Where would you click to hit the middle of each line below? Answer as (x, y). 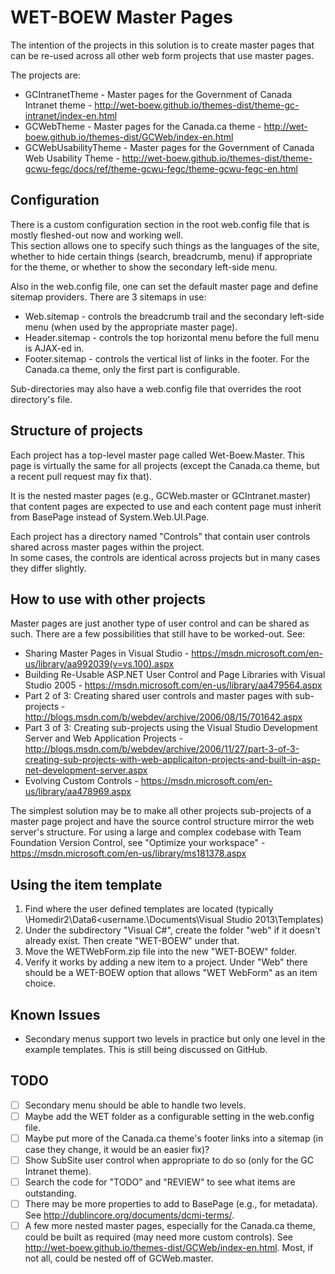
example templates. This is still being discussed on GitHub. (146, 1049)
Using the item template (86, 884)
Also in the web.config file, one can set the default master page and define (164, 286)
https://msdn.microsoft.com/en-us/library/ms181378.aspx (128, 853)
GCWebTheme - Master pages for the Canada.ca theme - (143, 126)
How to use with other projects (108, 599)
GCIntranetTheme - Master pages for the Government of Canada (158, 94)
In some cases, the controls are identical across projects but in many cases (165, 557)
